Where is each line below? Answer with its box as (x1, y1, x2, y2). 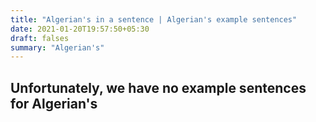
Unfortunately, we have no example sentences (10, 79, 307, 96)
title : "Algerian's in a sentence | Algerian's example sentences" (10, 14, 298, 25)
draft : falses (10, 33, 70, 43)
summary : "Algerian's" (10, 42, 105, 53)
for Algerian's (10, 95, 98, 112)
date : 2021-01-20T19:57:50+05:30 (10, 24, 150, 34)
